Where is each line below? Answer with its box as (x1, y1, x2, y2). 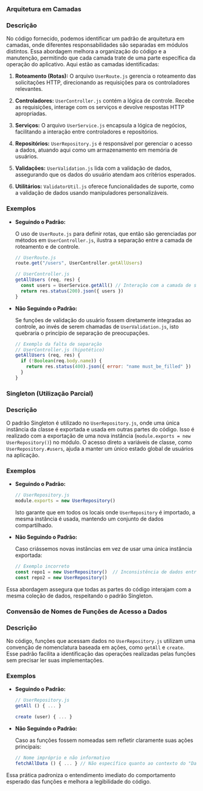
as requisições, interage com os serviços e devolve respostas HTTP (14, 104, 185, 111)
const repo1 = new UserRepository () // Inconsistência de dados (14, 569, 183, 575)
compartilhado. (14, 522, 53, 529)
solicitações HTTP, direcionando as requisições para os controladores (14, 79, 190, 86)
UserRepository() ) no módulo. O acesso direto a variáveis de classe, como (6, 439, 192, 446)
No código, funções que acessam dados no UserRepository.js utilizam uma (6, 637, 195, 644)
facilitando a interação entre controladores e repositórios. (14, 128, 159, 135)
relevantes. (14, 86, 43, 93)
